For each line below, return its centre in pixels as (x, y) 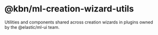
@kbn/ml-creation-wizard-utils (69, 9)
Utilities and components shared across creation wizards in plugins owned (79, 22)
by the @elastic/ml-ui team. (32, 27)
